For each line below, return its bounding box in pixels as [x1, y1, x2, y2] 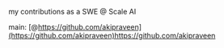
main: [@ [8, 22, 39, 31]
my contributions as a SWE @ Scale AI [8, 7, 137, 16]
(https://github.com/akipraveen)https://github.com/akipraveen [8, 31, 216, 40]
